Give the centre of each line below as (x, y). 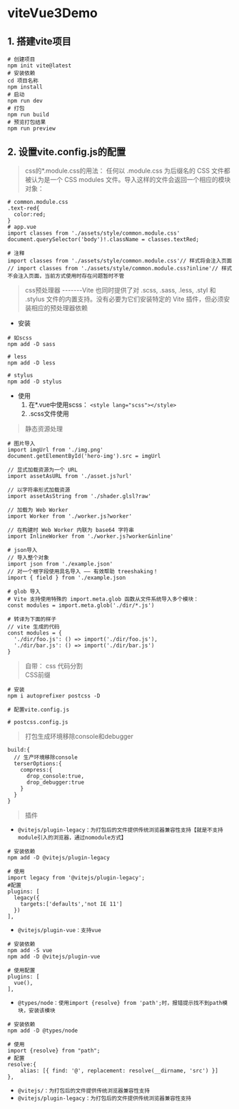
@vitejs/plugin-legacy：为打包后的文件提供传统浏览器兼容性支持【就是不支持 (120, 830)
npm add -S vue (30, 950)
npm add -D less (31, 363)
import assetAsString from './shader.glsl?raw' (80, 496)
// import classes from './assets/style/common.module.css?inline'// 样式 (120, 268)
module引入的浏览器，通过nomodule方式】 (72, 837)
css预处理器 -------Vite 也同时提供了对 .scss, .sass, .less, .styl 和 (120, 290)
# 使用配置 (21, 970)
